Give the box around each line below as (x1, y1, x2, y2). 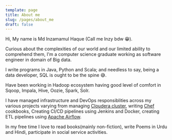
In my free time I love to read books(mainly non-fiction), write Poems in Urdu (5, 124, 168, 130)
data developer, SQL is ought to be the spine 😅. (5, 72, 107, 78)
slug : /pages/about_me (5, 17, 54, 22)
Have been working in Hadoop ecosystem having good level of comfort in (5, 82, 161, 88)
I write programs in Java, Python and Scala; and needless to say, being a (5, 67, 159, 73)
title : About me (5, 12, 40, 17)
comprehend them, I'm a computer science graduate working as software (5, 51, 161, 57)
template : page (5, 7, 38, 13)
